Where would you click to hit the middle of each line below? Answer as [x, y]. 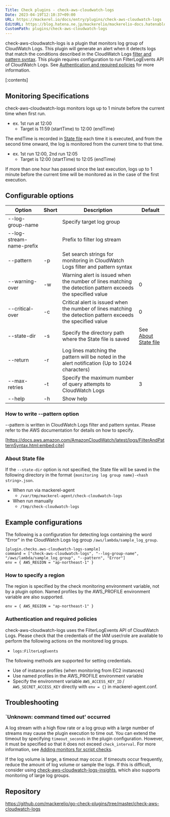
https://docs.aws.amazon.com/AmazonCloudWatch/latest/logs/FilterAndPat [86, 440]
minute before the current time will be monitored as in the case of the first [82, 174]
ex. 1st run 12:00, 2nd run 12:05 [45, 154]
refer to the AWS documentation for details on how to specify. [70, 430]
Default [151, 210]
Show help [75, 399]
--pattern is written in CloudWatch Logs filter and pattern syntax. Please [80, 425]
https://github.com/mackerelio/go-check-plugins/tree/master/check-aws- [82, 804]
